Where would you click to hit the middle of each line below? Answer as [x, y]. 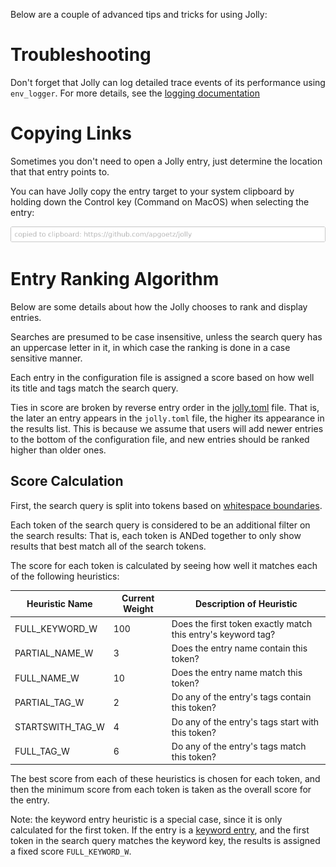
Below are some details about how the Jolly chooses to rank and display [159, 307]
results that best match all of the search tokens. [108, 546]
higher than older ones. [58, 450]
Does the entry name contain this [239, 648]
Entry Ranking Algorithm [115, 279]
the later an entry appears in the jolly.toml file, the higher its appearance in [167, 418]
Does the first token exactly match [242, 623]
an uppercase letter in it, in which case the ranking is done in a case [150, 347]
